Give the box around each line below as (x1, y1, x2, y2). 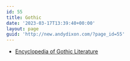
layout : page (6, 25, 39, 32)
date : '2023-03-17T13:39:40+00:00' (6, 20, 96, 26)
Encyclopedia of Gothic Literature (14, 48, 98, 55)
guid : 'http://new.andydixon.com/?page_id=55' (6, 31, 125, 37)
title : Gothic (6, 14, 42, 21)
